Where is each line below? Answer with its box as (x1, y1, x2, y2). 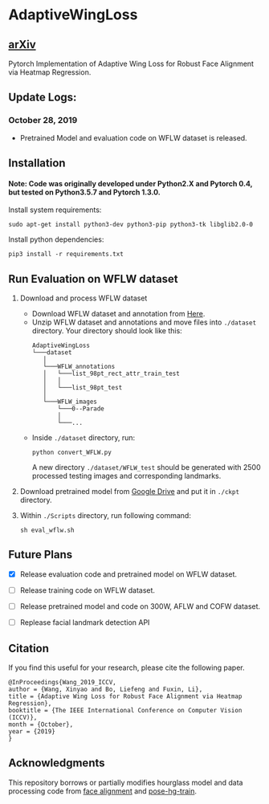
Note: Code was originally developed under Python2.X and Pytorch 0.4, (8, 178, 253, 188)
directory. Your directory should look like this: (31, 326, 182, 336)
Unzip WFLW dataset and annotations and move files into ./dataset (31, 317, 257, 327)
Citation (8, 641, 50, 655)
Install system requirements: (8, 205, 102, 214)
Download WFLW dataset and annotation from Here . (31, 309, 206, 319)
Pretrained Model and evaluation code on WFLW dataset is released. (19, 133, 247, 142)
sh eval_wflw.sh (19, 526, 75, 535)
